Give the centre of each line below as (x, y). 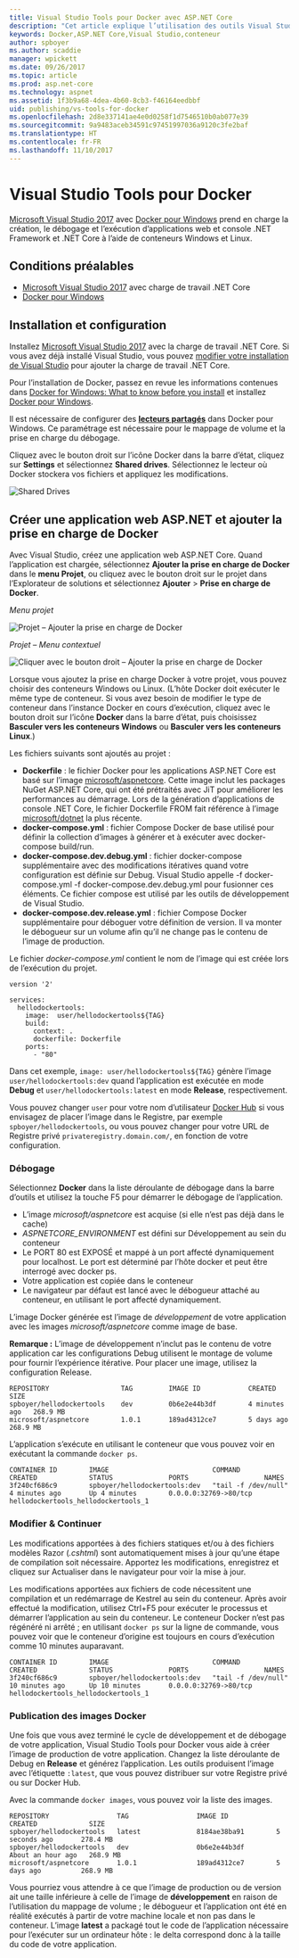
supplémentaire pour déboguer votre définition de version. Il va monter (152, 922)
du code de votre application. (63, 1944)
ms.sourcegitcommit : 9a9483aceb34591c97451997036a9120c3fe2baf (129, 126)
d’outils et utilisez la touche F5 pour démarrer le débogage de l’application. (146, 1197)
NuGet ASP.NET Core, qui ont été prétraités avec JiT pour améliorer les (153, 789)
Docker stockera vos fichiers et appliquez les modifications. (119, 475)
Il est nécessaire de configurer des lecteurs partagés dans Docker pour (141, 419)
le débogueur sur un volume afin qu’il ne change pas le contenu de (145, 932)
